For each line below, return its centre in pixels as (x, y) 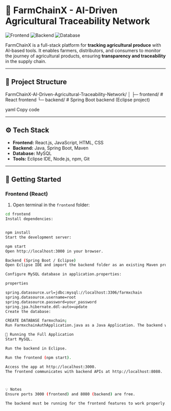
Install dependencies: (29, 219)
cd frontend (18, 214)
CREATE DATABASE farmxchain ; (36, 321)
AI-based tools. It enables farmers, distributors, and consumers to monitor (83, 50)
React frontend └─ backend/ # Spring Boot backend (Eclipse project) (78, 100)
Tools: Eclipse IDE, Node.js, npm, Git (51, 159)
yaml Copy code (22, 109)
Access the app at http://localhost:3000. (51, 367)
